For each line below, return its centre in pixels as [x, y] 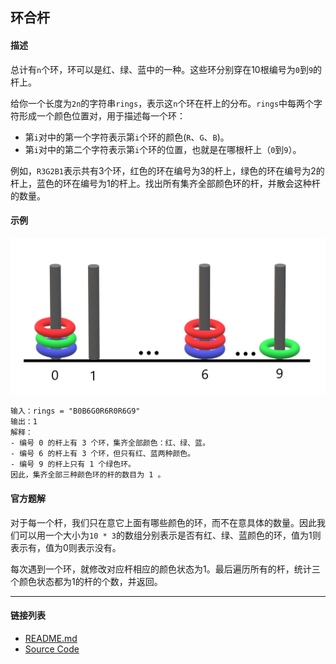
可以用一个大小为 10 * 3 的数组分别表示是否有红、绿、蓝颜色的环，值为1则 [170, 535]
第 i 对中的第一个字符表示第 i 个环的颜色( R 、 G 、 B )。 [127, 137]
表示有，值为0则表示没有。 [66, 547]
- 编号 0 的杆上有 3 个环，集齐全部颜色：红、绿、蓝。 [110, 443]
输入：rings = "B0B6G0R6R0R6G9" [75, 411]
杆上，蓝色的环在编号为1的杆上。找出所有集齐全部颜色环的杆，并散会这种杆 [165, 183]
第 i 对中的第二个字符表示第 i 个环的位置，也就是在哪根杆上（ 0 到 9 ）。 [163, 149]
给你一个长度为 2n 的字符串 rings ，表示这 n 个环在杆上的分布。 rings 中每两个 [162, 103]
